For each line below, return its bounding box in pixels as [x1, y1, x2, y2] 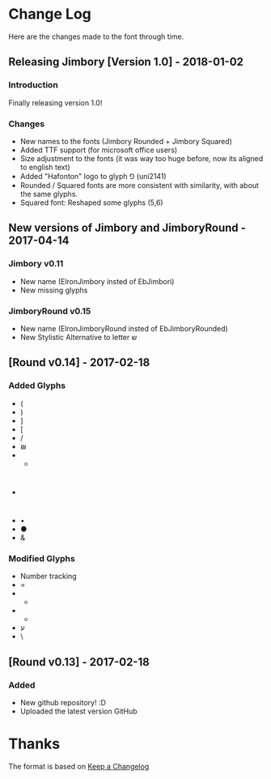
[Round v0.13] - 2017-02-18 [8, 655, 150, 669]
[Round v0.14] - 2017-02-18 [8, 355, 150, 369]
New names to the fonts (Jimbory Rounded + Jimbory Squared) [19, 136, 233, 146]
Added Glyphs [8, 380, 66, 391]
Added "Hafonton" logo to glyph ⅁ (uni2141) [19, 171, 167, 181]
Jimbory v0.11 [8, 258, 64, 270]
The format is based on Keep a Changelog [8, 761, 150, 771]
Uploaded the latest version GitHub [19, 706, 138, 716]
